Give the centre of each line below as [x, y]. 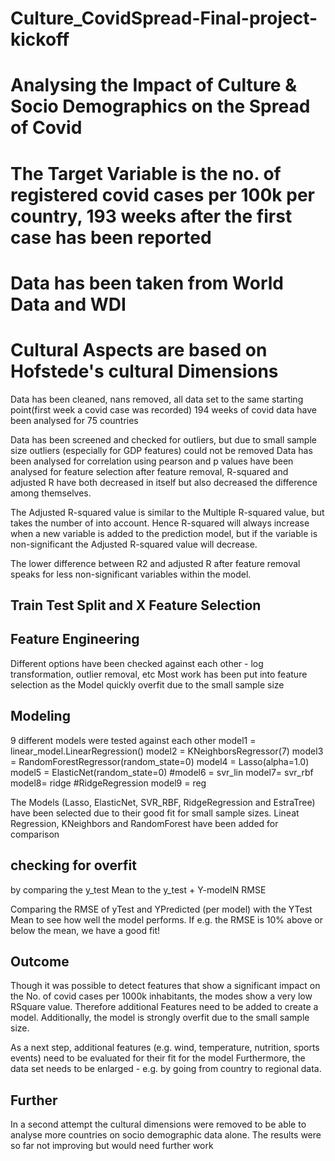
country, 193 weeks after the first [151, 216]
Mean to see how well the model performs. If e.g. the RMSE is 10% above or [166, 919]
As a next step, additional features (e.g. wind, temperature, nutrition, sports [165, 1048]
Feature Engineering [75, 639]
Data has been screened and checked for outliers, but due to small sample [163, 439]
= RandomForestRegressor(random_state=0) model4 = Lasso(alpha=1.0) [160, 761]
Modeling [40, 716]
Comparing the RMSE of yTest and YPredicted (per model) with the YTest [161, 909]
